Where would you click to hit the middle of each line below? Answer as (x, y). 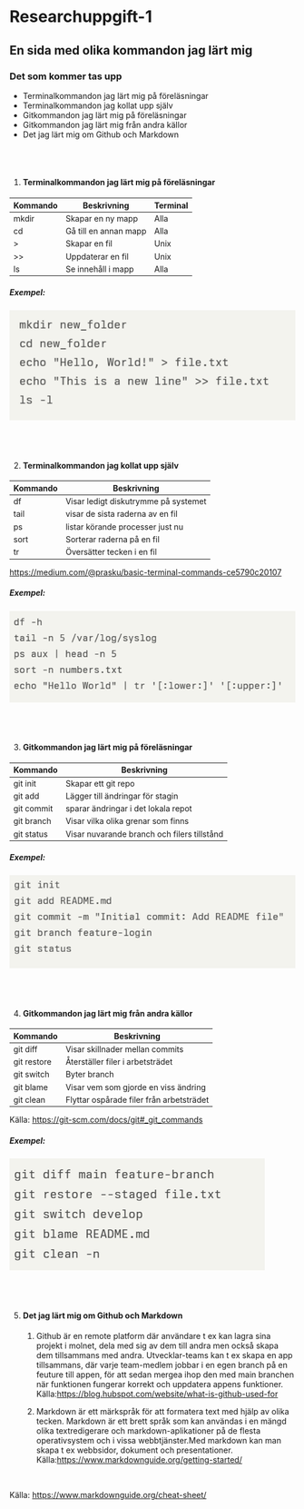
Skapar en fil (89, 243)
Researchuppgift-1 (81, 17)
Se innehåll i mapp (99, 269)
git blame (30, 1087)
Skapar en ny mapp (102, 218)
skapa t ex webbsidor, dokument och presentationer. (134, 1450)
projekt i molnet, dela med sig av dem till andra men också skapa (157, 1345)
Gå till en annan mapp (106, 231)
